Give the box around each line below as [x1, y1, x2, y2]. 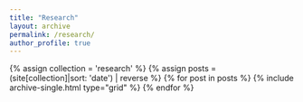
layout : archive [9, 22, 71, 31]
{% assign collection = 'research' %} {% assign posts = [9, 63, 217, 74]
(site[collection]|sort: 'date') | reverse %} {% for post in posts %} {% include [9, 73, 294, 84]
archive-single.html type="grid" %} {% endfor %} [9, 82, 194, 93]
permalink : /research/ [9, 30, 95, 39]
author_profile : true [9, 38, 91, 48]
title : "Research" [9, 13, 79, 23]
